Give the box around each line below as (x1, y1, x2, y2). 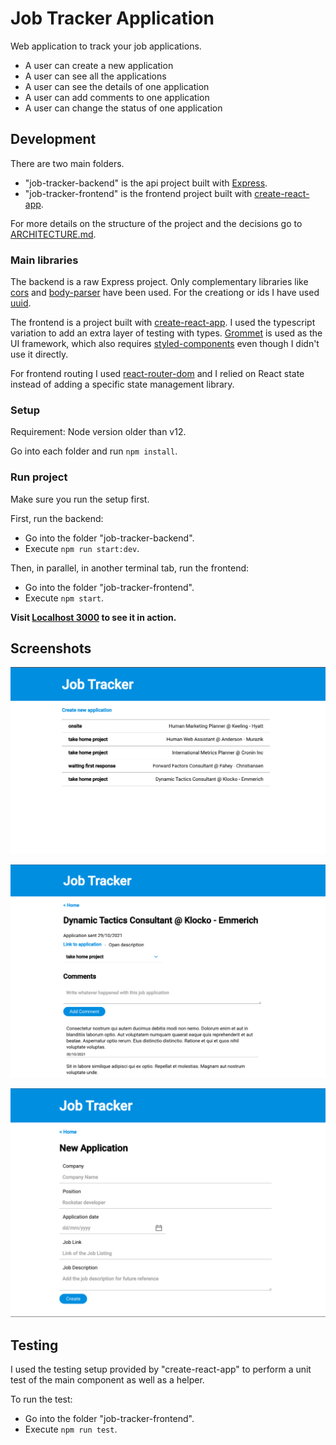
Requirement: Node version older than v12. (10, 426, 187, 438)
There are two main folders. (10, 157, 125, 169)
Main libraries (10, 253, 79, 267)
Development (10, 131, 97, 148)
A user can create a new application (24, 59, 174, 71)
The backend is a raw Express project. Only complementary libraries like (10, 276, 309, 288)
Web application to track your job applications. (10, 40, 202, 52)
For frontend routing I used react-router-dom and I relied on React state (10, 368, 305, 380)
